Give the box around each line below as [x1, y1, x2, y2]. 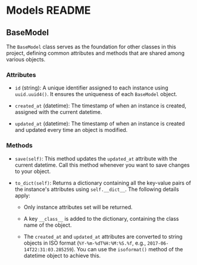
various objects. [6, 56, 46, 63]
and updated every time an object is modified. [14, 127, 128, 134]
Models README [6, 4, 91, 17]
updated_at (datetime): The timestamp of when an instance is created [14, 120, 185, 127]
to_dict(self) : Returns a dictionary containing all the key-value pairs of [14, 179, 192, 186]
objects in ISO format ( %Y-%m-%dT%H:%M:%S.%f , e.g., [23, 239, 146, 246]
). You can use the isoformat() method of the [71, 245, 183, 252]
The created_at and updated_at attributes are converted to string [23, 233, 183, 240]
